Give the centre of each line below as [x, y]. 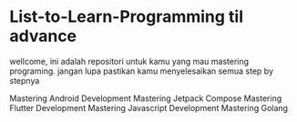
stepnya [25, 80]
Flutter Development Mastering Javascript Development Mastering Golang [149, 107]
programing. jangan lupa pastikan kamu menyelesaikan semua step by [142, 71]
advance [43, 36]
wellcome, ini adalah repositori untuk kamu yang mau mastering [129, 61]
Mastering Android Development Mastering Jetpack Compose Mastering [146, 98]
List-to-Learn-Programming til [127, 17]
